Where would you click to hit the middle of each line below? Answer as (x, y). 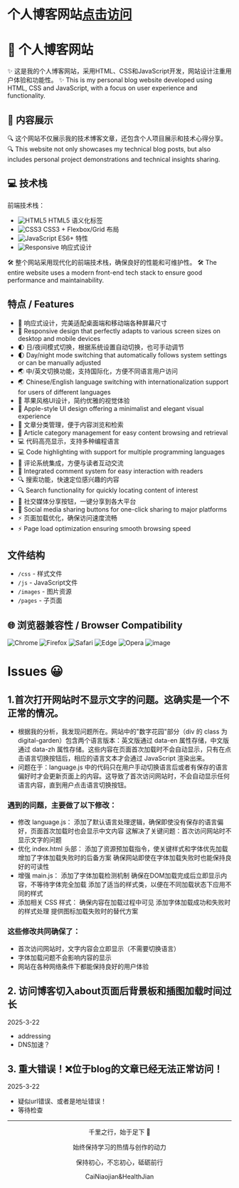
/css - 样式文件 (40, 574)
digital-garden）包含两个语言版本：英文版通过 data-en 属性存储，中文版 (123, 741)
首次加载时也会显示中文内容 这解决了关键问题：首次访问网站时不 (137, 831)
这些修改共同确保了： (44, 932)
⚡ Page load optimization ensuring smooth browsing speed (104, 528)
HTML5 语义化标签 (76, 220)
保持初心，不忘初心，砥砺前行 (119, 1162)
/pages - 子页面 (40, 601)
